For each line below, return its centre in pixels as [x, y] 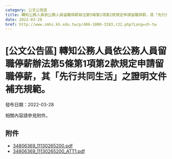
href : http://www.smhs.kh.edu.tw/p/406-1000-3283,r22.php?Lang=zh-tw [81, 24]
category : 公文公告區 [26, 10]
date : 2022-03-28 [24, 19]
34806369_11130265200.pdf [43, 146]
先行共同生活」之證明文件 [113, 77]
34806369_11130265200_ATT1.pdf [49, 151]
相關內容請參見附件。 [28, 116]
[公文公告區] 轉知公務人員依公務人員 [81, 51]
